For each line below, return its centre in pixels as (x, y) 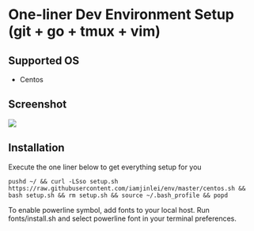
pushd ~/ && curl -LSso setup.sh (63, 181)
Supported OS (44, 61)
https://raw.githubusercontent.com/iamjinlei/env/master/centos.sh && (127, 188)
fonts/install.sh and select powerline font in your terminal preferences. (123, 218)
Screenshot (38, 104)
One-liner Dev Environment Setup (121, 15)
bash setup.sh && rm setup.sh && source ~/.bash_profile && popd (118, 195)
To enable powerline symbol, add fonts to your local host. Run (109, 210)
